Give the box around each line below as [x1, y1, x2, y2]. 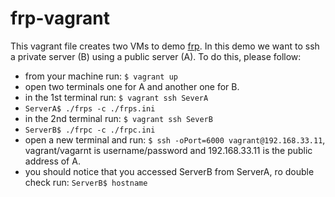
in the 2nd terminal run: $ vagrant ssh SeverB [24, 112, 213, 124]
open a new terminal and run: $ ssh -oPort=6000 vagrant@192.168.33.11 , [24, 133, 326, 146]
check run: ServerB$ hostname [24, 176, 148, 188]
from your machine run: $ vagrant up [24, 70, 178, 82]
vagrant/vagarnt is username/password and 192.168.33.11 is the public [24, 144, 313, 156]
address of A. [24, 155, 81, 167]
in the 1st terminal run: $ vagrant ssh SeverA [24, 91, 209, 103]
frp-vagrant [10, 7, 110, 30]
